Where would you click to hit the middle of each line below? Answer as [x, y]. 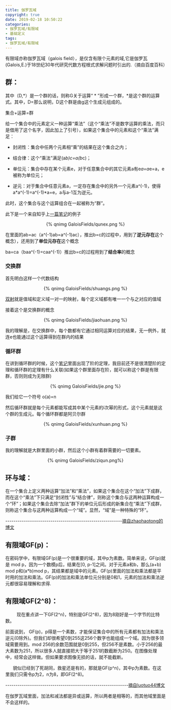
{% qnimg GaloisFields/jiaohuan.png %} [85, 320]
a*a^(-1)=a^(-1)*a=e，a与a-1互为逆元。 [54, 192]
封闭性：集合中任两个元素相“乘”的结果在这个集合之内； [70, 147]
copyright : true [22, 15]
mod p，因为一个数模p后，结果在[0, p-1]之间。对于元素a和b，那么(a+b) [86, 565]
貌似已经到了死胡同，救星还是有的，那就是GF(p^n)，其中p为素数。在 [85, 668]
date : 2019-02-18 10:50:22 [34, 19]
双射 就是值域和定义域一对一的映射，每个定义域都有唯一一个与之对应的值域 [83, 299]
